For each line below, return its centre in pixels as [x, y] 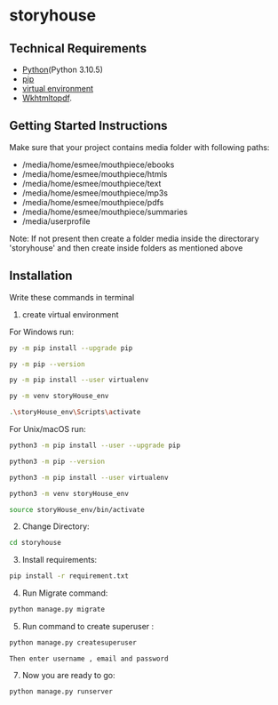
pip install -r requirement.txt [69, 576]
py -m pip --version [48, 364]
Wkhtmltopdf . [47, 98]
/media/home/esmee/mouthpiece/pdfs [93, 202]
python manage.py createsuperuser [73, 643]
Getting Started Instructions [88, 126]
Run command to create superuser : [88, 626]
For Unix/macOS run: [48, 429]
